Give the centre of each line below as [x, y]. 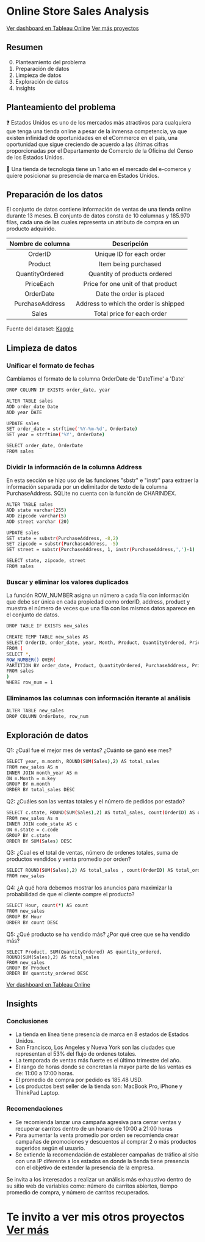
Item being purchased [130, 264]
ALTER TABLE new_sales [35, 711]
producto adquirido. [31, 229]
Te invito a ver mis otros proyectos [95, 1217]
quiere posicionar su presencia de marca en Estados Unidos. [83, 175]
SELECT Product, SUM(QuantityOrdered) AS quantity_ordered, [85, 952]
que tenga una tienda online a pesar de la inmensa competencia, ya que [97, 131]
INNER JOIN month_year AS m [42, 773]
